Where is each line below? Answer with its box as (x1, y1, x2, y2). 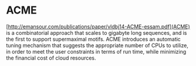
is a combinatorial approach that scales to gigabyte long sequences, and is (6, 29, 187, 36)
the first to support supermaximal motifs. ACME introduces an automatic (6, 35, 181, 42)
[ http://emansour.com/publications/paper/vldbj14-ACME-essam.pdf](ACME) (6, 23, 191, 30)
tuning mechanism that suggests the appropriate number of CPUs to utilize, (6, 42, 189, 49)
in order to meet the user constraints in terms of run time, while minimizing (6, 48, 187, 55)
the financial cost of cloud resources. (6, 54, 96, 61)
